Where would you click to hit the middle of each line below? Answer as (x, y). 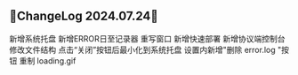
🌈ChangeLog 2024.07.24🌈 (84, 16)
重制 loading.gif (48, 60)
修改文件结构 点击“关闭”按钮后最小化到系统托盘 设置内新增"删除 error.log (142, 49)
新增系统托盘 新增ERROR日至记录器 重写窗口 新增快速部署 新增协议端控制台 (147, 38)
